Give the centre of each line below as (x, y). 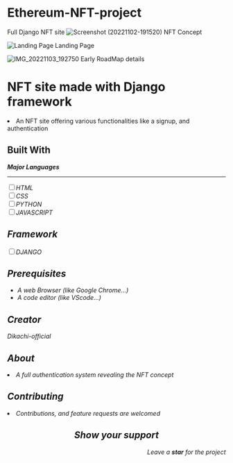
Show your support (116, 435)
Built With (29, 150)
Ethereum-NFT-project (75, 13)
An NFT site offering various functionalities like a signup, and (103, 121)
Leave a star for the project (186, 452)
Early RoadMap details (113, 59)
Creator (24, 320)
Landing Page (75, 45)
